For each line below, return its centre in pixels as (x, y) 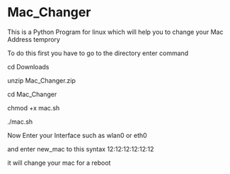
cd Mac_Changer (32, 94)
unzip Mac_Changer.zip (42, 80)
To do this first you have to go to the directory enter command (98, 53)
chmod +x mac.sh (34, 108)
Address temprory (34, 39)
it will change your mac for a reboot (59, 163)
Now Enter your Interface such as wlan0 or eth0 (77, 135)
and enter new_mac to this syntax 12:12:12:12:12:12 (81, 149)
